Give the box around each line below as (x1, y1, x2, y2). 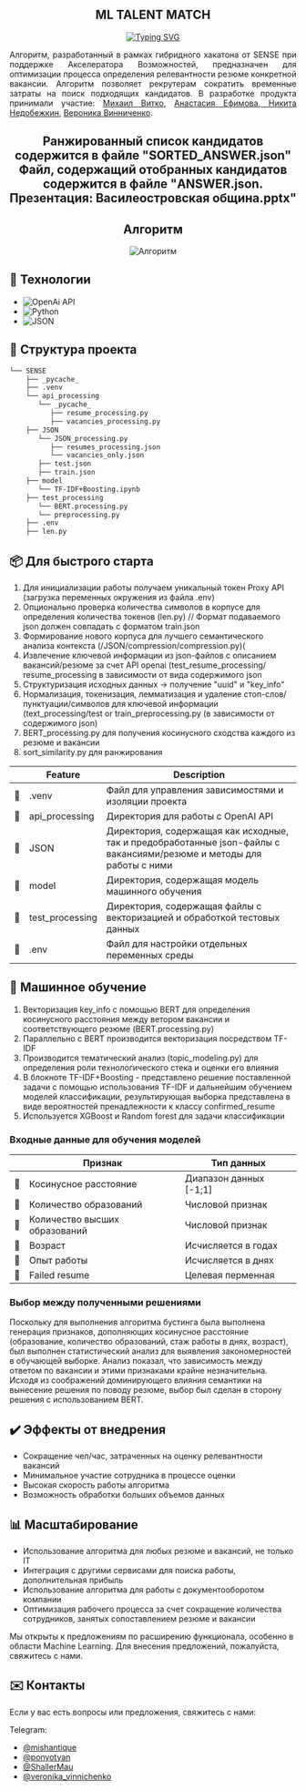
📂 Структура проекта (9, 342, 138, 358)
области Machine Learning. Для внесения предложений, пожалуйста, (9, 1640, 280, 1652)
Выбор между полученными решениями (9, 1295, 202, 1308)
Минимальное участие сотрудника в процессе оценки (22, 1470, 236, 1481)
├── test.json (37, 459, 92, 468)
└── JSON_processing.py (37, 434, 128, 443)
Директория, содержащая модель (106, 874, 260, 886)
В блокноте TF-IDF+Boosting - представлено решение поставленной (22, 1071, 291, 1082)
